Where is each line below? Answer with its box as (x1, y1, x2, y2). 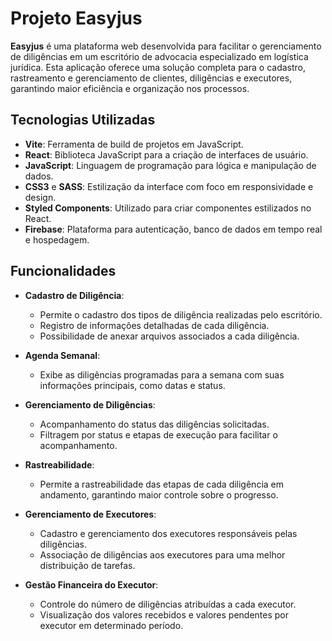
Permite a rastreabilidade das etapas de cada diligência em (39, 478, 285, 490)
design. (24, 191, 57, 203)
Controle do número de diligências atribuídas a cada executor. (39, 598, 297, 610)
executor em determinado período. (39, 619, 184, 631)
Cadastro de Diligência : (24, 289, 125, 301)
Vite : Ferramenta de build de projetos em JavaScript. (24, 138, 244, 150)
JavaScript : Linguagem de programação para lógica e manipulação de (24, 159, 317, 171)
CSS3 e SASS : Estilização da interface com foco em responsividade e (24, 180, 314, 192)
